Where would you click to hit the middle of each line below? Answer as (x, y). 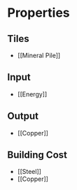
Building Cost (37, 155)
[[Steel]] (29, 172)
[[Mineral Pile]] (39, 55)
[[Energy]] (32, 94)
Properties (38, 13)
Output (23, 116)
